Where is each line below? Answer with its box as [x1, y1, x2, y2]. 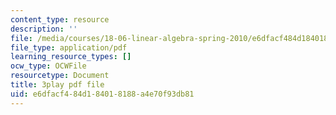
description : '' [10, 24, 78, 34]
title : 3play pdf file [10, 80, 105, 90]
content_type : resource [10, 14, 110, 25]
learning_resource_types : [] [10, 52, 132, 62]
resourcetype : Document [10, 71, 110, 81]
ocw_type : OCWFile [10, 61, 87, 71]
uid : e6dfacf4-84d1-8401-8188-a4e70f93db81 [10, 89, 195, 99]
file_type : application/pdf [10, 42, 128, 53]
